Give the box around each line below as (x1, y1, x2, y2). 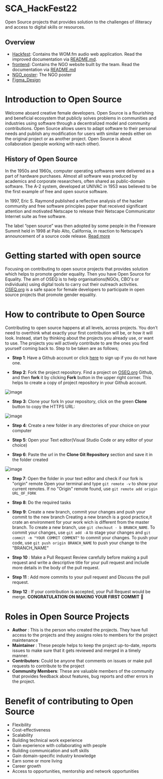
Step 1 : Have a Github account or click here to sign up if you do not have (12, 355, 157, 361)
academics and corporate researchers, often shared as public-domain (5, 178, 146, 184)
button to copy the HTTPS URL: (12, 404, 75, 410)
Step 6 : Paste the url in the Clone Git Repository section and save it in (12, 452, 153, 458)
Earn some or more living (12, 758, 63, 764)
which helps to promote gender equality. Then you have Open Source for (5, 271, 151, 277)
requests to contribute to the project (12, 663, 85, 669)
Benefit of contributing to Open (5, 696, 133, 707)
